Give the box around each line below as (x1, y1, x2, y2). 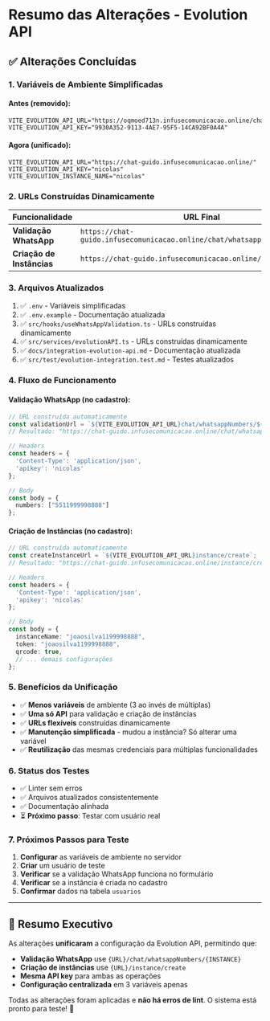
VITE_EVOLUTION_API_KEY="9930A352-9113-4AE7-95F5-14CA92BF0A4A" (8, 123, 228, 132)
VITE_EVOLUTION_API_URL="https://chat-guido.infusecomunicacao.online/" (8, 158, 257, 166)
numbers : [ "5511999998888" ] (15, 501, 110, 509)
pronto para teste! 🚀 (8, 1004, 75, 1014)
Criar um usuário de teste (19, 861, 106, 871)
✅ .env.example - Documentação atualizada (19, 309, 166, 319)
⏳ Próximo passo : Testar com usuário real (19, 811, 161, 821)
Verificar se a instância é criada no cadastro (19, 878, 168, 888)
